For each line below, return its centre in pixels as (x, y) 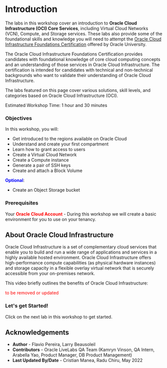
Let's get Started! (27, 306)
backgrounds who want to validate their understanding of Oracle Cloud (78, 75)
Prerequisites (22, 203)
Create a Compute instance (40, 160)
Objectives (19, 118)
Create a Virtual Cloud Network (45, 155)
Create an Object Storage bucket (46, 190)
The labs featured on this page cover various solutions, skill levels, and (78, 90)
